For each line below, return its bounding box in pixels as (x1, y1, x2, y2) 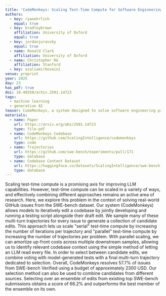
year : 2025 (5, 76, 28, 81)
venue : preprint (5, 72, 39, 76)
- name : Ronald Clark (9, 48, 54, 53)
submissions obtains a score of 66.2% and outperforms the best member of (5, 281, 160, 287)
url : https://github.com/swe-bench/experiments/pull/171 (14, 149, 134, 154)
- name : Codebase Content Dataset (9, 158, 81, 163)
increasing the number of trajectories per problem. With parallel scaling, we (5, 234, 159, 240)
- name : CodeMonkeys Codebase (9, 131, 72, 136)
